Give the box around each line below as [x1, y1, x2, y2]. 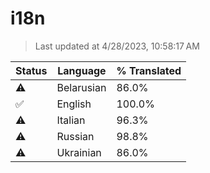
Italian [56, 113, 86, 127]
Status [15, 63, 48, 77]
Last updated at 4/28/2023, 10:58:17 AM [34, 40, 200, 52]
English [56, 97, 92, 111]
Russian [56, 129, 95, 143]
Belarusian [56, 80, 107, 94]
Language [57, 63, 107, 77]
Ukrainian [56, 145, 102, 159]
